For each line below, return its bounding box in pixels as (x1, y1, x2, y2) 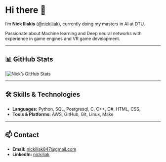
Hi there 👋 (5, 4, 46, 16)
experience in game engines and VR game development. (5, 36, 121, 41)
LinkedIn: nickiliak (12, 152, 50, 158)
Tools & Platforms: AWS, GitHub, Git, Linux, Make (12, 111, 114, 117)
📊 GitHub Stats (5, 55, 53, 64)
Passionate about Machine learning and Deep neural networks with (5, 30, 142, 36)
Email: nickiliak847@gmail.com (12, 146, 77, 152)
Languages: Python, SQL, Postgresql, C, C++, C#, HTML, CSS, (12, 106, 141, 112)
